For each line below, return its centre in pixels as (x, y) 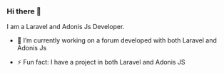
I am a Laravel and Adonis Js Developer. (66, 27)
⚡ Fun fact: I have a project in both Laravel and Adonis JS (101, 62)
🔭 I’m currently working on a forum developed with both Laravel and (117, 40)
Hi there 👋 (24, 11)
